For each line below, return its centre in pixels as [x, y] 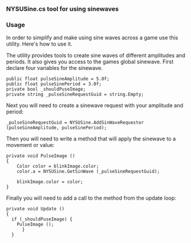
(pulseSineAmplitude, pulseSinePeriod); [57, 128]
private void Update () [35, 209]
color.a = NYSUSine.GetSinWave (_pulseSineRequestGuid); [88, 172]
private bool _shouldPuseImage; [46, 89]
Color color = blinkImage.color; [58, 167]
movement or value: [30, 145]
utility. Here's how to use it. [39, 44]
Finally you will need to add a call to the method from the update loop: [91, 198]
